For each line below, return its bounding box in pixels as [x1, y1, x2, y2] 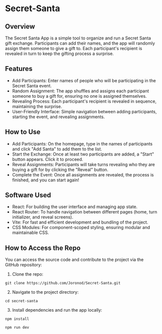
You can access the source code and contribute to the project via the [5, 257, 144, 263]
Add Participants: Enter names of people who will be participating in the [12, 77, 156, 83]
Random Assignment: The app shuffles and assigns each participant [12, 88, 149, 94]
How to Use [5, 128, 41, 136]
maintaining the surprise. [12, 103, 62, 109]
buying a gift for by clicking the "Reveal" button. [12, 166, 108, 173]
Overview [5, 22, 36, 31]
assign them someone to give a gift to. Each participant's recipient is [5, 46, 143, 51]
